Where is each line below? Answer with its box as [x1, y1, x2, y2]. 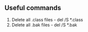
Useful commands [4, 4, 61, 12]
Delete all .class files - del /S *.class [11, 16, 83, 22]
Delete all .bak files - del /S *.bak [11, 22, 77, 28]
